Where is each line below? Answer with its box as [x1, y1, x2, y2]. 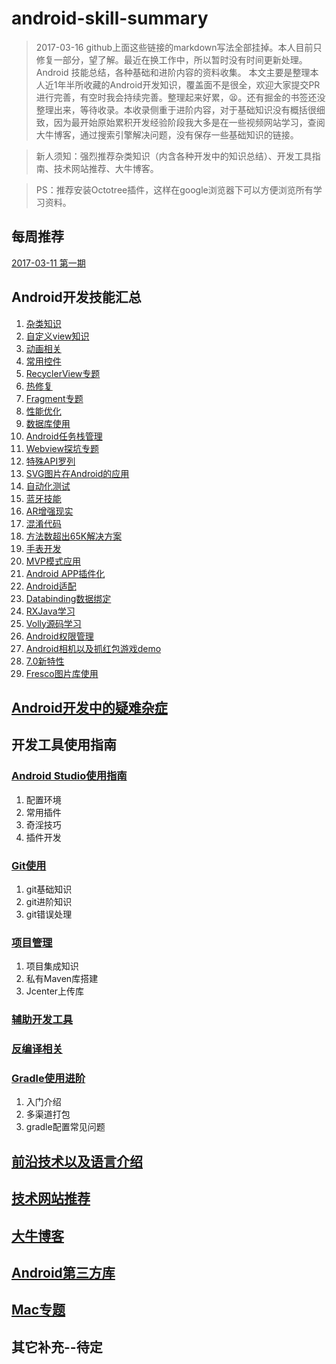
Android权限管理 [25, 630, 94, 642]
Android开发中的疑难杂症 [11, 699, 168, 716]
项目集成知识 [25, 960, 79, 972]
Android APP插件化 [25, 567, 106, 579]
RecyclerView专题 [25, 367, 101, 379]
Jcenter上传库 [25, 985, 85, 997]
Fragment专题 [25, 392, 84, 404]
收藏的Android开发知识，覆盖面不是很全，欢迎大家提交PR [83, 78, 321, 91]
